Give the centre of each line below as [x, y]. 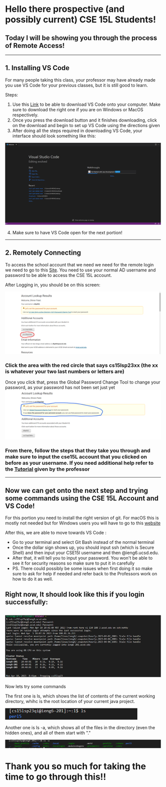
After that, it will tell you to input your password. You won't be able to [83, 558]
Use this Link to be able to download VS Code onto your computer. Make [86, 104]
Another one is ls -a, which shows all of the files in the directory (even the [80, 728]
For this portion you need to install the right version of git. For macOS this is [82, 518]
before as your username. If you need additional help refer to [80, 463]
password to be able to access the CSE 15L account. [59, 275]
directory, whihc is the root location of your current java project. [70, 701]
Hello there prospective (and [65, 9]
